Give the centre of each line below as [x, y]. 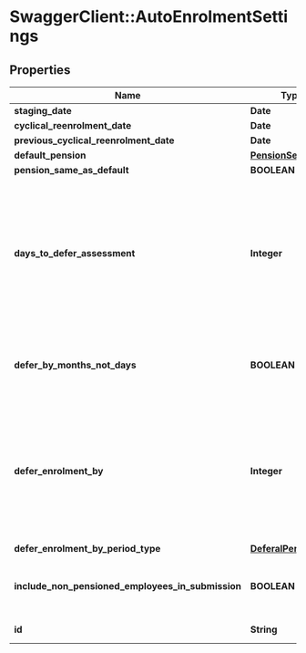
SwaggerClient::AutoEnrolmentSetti [149, 17]
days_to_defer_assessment [75, 253]
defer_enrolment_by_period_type [87, 549]
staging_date [43, 111]
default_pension [50, 155]
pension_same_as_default [71, 170]
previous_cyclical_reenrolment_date [94, 140]
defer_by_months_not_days [75, 365]
